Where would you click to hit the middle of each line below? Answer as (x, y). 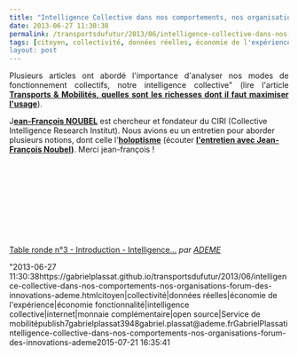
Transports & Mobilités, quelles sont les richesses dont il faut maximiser (149, 95)
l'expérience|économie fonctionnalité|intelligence (99, 305)
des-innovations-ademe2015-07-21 (74, 343)
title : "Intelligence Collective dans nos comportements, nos (126, 17)
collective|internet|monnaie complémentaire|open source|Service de (135, 314)
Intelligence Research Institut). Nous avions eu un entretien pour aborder (142, 130)
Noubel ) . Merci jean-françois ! (99, 150)
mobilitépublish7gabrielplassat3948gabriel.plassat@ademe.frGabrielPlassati (149, 324)
